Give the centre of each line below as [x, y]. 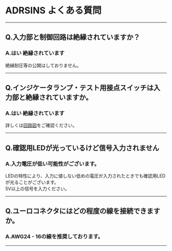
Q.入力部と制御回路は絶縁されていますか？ [73, 37]
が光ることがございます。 [32, 182]
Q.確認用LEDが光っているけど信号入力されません [82, 148]
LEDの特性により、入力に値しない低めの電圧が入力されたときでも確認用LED [85, 176]
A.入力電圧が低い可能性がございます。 [52, 163]
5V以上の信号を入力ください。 [37, 189]
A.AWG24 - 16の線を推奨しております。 [54, 237]
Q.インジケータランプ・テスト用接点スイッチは [79, 88]
